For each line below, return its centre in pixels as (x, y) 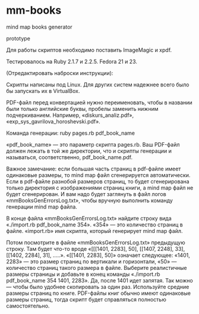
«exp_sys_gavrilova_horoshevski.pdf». (53, 121)
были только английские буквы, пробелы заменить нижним (82, 108)
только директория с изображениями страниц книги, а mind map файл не (100, 188)
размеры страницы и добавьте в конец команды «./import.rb (83, 274)
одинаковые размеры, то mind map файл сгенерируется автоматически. (98, 175)
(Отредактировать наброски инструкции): (60, 73)
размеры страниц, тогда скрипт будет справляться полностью (86, 299)
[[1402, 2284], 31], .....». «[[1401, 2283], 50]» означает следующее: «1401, (98, 255)
